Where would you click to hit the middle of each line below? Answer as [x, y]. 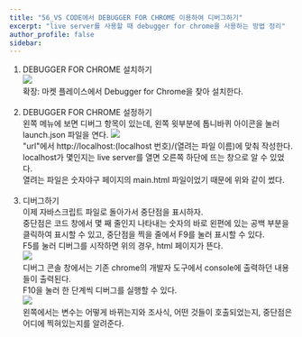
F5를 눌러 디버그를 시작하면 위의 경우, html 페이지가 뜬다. [123, 246]
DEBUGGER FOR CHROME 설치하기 [87, 69]
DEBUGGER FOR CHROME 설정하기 [87, 113]
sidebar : [26, 43]
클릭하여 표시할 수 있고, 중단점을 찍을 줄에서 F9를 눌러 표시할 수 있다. [143, 234]
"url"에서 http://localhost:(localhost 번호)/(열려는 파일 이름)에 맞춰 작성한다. [157, 146]
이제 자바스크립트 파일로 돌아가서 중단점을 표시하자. [113, 212]
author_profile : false [52, 34]
